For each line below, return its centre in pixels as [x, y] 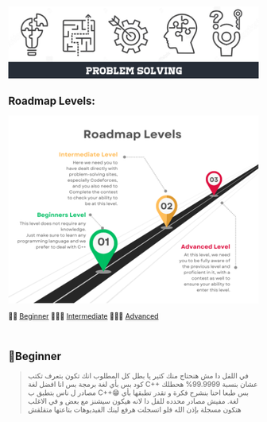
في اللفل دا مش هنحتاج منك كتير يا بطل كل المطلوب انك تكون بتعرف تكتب [138, 375]
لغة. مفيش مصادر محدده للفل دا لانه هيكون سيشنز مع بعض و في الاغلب [133, 401]
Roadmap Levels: [52, 101]
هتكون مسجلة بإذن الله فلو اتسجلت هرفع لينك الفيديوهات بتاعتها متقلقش [135, 409]
